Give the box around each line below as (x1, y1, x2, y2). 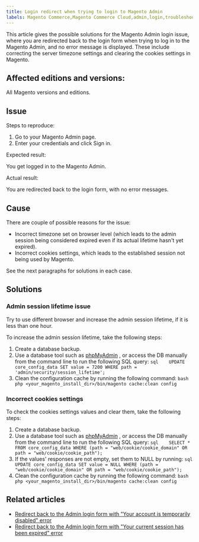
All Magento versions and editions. (6, 89, 91, 96)
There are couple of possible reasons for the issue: (6, 218, 131, 226)
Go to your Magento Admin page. (14, 133, 97, 140)
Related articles (6, 494, 65, 505)
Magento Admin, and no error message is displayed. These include (6, 43, 170, 51)
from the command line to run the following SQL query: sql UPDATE (14, 358, 185, 365)
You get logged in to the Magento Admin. (6, 163, 107, 170)
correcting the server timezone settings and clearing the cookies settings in (6, 49, 191, 57)
